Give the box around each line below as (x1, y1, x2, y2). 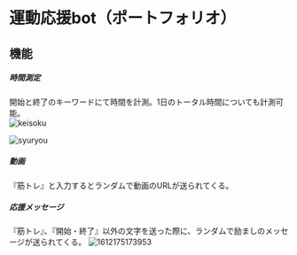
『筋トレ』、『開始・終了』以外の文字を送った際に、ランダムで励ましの (9, 226, 266, 236)
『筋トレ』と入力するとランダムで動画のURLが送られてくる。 (9, 180, 234, 190)
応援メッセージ (9, 202, 64, 212)
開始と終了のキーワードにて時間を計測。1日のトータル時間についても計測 (9, 97, 277, 107)
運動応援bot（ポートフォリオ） (9, 8, 237, 28)
